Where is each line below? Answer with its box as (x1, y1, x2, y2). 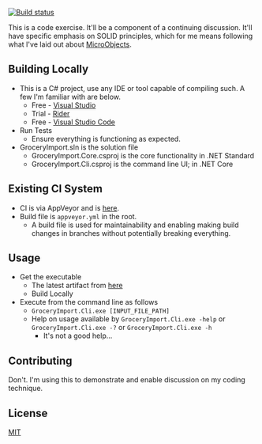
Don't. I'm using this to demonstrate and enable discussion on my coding (8, 375, 246, 385)
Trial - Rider (31, 108, 70, 118)
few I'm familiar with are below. (19, 92, 121, 101)
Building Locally (8, 63, 89, 76)
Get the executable (19, 272, 82, 282)
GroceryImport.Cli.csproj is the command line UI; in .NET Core (31, 159, 234, 169)
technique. (8, 384, 43, 393)
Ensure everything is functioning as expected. (31, 134, 182, 143)
